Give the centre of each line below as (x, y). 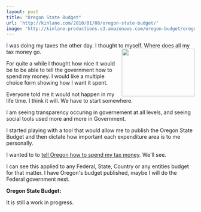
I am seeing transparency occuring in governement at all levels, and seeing (99, 112)
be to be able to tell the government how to (59, 70)
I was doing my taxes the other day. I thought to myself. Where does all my (98, 46)
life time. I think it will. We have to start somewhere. (69, 101)
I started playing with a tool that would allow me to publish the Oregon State (100, 130)
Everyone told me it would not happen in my (60, 94)
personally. (20, 143)
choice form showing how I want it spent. (57, 83)
